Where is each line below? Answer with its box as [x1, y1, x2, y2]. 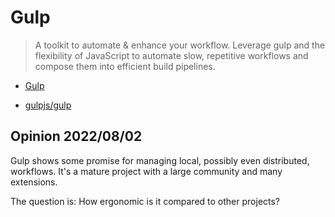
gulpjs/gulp [24, 99, 72, 111]
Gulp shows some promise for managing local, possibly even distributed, [10, 154, 310, 166]
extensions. [10, 176, 58, 188]
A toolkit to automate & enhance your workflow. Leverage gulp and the [34, 39, 326, 51]
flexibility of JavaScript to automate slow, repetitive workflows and [34, 49, 309, 61]
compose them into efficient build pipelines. [34, 60, 216, 72]
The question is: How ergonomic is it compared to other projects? [10, 195, 281, 207]
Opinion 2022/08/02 [10, 128, 143, 145]
